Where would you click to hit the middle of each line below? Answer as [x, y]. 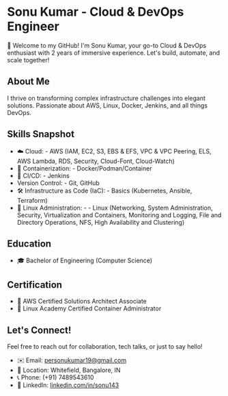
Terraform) [32, 200]
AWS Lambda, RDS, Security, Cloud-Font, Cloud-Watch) [96, 161]
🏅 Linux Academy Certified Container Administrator [89, 308]
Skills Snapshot [41, 134]
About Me [28, 82]
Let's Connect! [39, 330]
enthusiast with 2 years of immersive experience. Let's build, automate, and [114, 53]
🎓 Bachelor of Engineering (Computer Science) [84, 260]
